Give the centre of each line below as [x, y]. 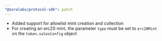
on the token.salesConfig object [44, 33]
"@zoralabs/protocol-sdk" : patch [39, 9]
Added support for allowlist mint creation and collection [68, 23]
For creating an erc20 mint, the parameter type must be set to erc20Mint [84, 28]
